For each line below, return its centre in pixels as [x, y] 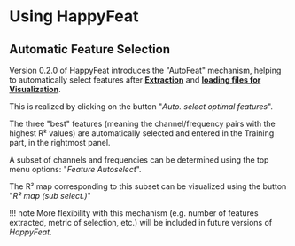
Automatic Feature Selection [90, 49]
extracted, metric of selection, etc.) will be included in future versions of [141, 222]
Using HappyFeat [74, 16]
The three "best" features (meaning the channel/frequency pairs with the [143, 123]
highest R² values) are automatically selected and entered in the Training [142, 133]
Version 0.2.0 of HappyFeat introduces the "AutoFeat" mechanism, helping [145, 70]
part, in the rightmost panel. [60, 143]
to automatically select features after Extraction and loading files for [135, 80]
